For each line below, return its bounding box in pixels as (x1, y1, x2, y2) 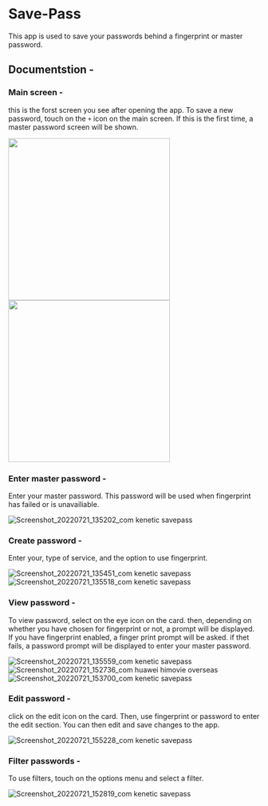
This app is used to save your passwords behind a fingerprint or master (8, 31, 243, 41)
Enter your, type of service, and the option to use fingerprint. (8, 553, 208, 563)
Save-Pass (8, 5, 81, 23)
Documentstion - (8, 63, 94, 77)
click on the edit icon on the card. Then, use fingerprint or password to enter (8, 711, 260, 720)
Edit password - (8, 693, 71, 704)
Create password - (8, 535, 82, 546)
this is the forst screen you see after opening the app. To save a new (8, 105, 234, 114)
